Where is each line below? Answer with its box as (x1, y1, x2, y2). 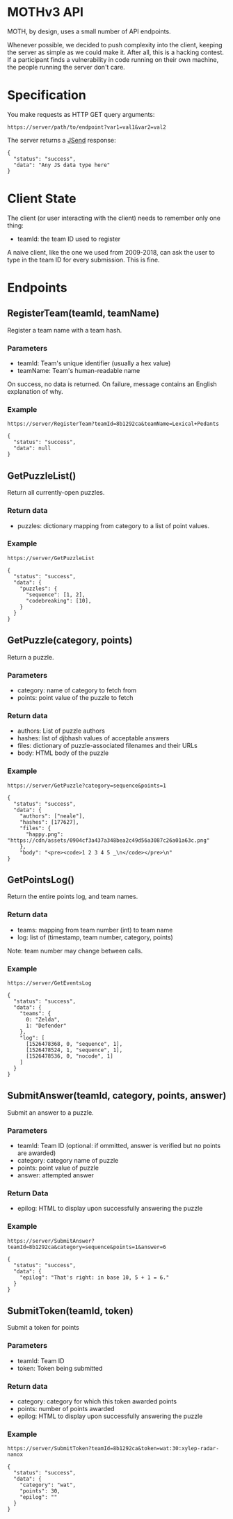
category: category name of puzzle (17, 1156, 119, 1165)
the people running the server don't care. (7, 63, 125, 71)
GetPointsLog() (7, 874, 75, 886)
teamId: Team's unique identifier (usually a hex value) (17, 359, 171, 367)
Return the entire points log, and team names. (7, 892, 138, 901)
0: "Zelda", (25, 1016, 61, 1023)
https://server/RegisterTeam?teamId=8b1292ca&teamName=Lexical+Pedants (7, 420, 219, 428)
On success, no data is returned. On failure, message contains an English (7, 380, 217, 388)
